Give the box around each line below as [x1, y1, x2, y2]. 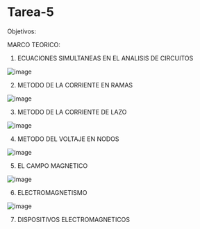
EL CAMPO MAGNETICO [17, 161, 88, 170]
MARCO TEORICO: [7, 40, 61, 49]
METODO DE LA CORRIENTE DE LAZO [17, 108, 127, 116]
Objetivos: [7, 27, 37, 35]
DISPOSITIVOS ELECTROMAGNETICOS [17, 215, 131, 223]
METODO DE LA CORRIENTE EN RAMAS [17, 80, 133, 89]
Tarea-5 [7, 4, 54, 20]
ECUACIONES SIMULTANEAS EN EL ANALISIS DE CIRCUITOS [17, 53, 194, 62]
